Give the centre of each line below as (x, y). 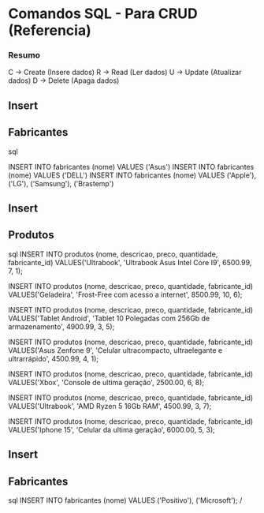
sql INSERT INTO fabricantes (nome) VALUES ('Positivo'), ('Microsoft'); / (125, 500)
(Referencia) (50, 30)
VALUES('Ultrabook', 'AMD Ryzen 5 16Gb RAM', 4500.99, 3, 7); (110, 406)
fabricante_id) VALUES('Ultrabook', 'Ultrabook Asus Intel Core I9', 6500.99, (130, 262)
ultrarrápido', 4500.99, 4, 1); (54, 358)
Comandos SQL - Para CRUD (103, 14)
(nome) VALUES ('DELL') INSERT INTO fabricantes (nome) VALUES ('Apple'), (132, 175)
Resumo (24, 55)
